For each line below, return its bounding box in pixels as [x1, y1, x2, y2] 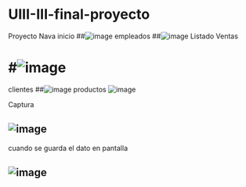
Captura [8, 99, 34, 109]
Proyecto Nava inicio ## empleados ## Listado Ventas [8, 31, 239, 41]
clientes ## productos [8, 85, 107, 94]
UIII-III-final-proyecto [8, 5, 150, 23]
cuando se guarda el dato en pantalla [8, 143, 128, 153]
